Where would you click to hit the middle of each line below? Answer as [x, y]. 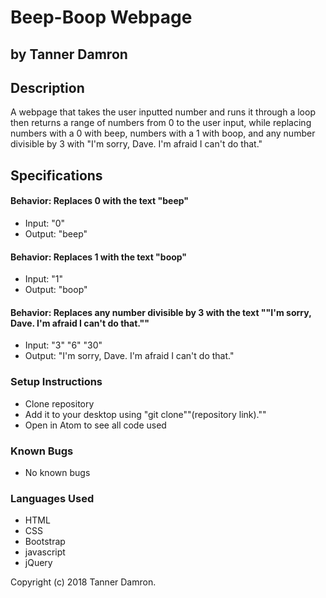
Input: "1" [43, 279]
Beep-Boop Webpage [101, 17]
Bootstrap [45, 542]
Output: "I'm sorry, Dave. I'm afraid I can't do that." [129, 356]
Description [47, 87]
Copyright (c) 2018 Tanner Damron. [83, 582]
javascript [45, 552]
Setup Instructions [56, 382]
